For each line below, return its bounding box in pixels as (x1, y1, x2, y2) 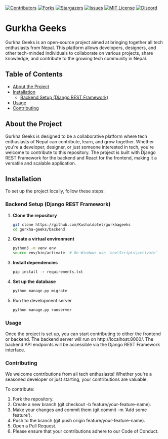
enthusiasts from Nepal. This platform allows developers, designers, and (5, 45, 156, 51)
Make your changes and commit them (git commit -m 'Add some (12, 407, 147, 413)
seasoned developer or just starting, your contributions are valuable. (5, 376, 148, 382)
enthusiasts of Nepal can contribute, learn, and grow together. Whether (5, 138, 154, 144)
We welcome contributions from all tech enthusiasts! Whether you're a (5, 371, 152, 377)
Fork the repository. (12, 396, 54, 402)
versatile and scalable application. (5, 160, 76, 166)
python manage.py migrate (12, 289, 67, 294)
